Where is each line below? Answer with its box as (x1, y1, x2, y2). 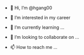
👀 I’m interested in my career (10, 15, 71, 20)
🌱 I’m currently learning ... (10, 24, 65, 30)
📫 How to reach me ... (10, 44, 58, 50)
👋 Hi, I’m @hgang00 (10, 5, 52, 11)
